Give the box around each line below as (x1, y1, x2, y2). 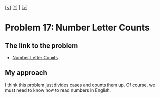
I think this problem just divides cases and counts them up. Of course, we (5, 82, 155, 88)
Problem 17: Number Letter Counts (5, 22, 150, 33)
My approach (5, 69, 47, 77)
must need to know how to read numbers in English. (5, 87, 111, 93)
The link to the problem (5, 41, 78, 50)
